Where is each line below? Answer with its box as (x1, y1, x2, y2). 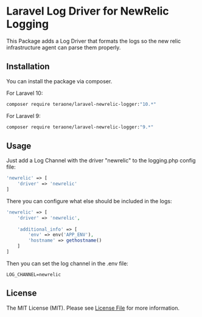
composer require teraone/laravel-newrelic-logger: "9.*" (6, 124, 154, 130)
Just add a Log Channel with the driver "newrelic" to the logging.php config (6, 157, 196, 164)
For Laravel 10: (6, 89, 43, 97)
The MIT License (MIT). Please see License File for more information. (6, 304, 179, 312)
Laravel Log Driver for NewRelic (6, 4, 169, 18)
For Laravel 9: (6, 112, 41, 119)
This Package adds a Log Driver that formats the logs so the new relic (6, 37, 181, 44)
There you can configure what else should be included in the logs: (6, 197, 172, 204)
